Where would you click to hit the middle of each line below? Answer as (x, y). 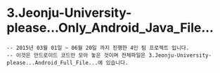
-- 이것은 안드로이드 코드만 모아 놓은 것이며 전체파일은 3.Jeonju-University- (109, 55)
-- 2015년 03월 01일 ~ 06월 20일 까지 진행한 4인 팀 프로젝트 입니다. (98, 48)
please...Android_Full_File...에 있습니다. (67, 62)
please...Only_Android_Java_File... (110, 28)
